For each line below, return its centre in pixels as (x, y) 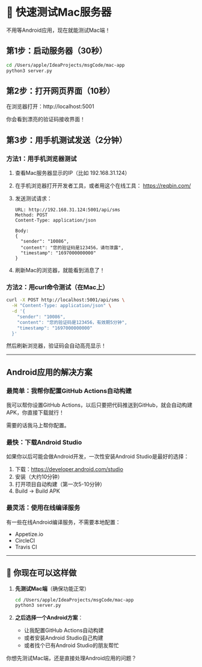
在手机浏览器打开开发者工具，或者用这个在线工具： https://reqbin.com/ (103, 186)
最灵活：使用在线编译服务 (43, 508)
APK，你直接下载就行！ (35, 413)
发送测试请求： (33, 198)
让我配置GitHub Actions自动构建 (64, 630)
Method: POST (31, 215)
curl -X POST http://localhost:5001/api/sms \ (66, 300)
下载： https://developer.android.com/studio (69, 469)
